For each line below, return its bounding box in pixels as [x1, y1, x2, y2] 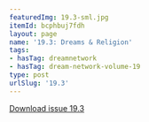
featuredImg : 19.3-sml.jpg [9, 12, 109, 22]
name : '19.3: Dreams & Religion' [9, 37, 133, 47]
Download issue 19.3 [9, 103, 85, 113]
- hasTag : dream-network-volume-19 [9, 63, 141, 72]
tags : [9, 46, 29, 55]
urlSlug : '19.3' [9, 79, 69, 88]
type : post [9, 71, 50, 80]
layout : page [9, 29, 58, 38]
